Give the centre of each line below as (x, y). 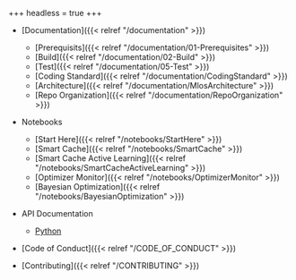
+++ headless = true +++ (55, 13)
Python (48, 231)
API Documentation (57, 213)
